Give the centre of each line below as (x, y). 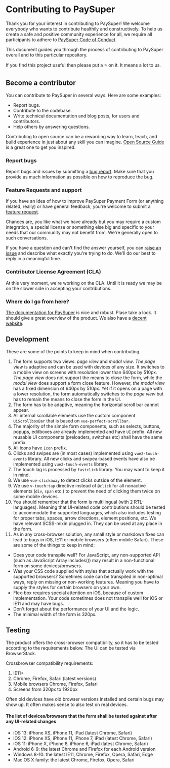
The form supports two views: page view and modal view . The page (84, 361)
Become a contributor (41, 83)
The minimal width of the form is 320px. (55, 614)
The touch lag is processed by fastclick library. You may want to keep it (89, 469)
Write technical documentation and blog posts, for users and (76, 116)
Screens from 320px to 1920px (45, 689)
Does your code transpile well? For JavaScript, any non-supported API (87, 555)
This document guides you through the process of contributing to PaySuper (84, 49)
